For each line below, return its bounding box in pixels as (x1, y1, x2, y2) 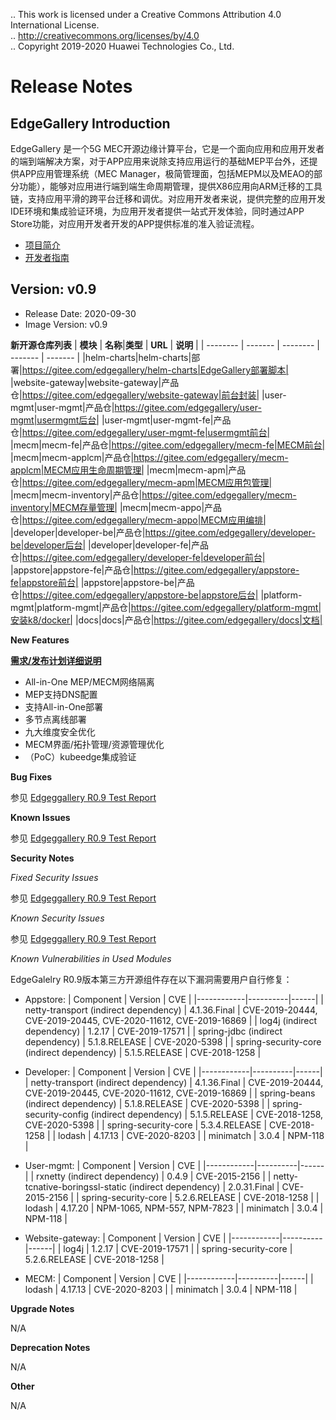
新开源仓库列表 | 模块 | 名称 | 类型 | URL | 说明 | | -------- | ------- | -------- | (10, 339, 321, 351)
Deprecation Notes (10, 1341, 91, 1353)
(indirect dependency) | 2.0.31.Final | (128, 1180, 280, 1193)
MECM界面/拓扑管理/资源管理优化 (24, 738, 165, 750)
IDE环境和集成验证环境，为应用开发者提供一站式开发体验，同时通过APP (10, 205, 305, 217)
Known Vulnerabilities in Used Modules (10, 952, 172, 964)
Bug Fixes (10, 770, 53, 783)
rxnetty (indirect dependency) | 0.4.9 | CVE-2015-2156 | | (35, 1170, 272, 1182)
